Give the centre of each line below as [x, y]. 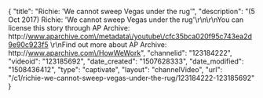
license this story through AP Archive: [69, 28]
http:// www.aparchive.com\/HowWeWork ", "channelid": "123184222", [121, 53]
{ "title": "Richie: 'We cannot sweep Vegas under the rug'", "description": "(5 [131, 11]
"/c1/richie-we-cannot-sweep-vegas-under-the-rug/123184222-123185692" [131, 78]
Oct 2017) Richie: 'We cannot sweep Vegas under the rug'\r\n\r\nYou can [126, 20]
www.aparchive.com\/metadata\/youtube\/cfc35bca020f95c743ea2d [140, 36]
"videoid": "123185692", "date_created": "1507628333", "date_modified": [126, 61]
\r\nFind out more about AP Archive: [108, 45]
